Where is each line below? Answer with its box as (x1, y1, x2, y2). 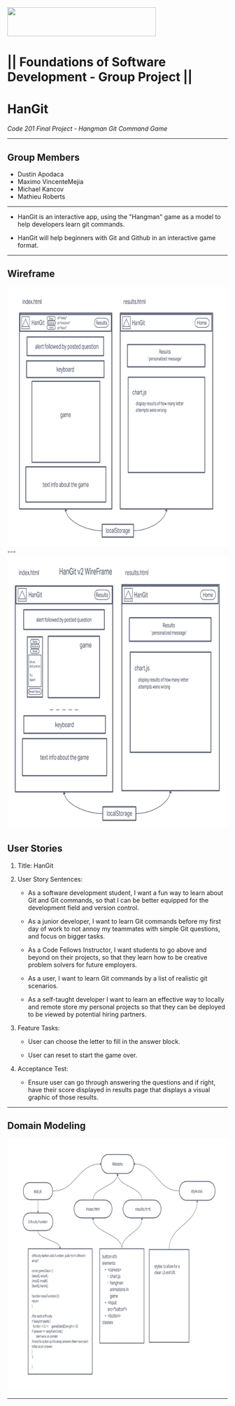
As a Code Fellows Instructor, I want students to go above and (27, 946, 207, 954)
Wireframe (7, 268, 55, 280)
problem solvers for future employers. (27, 960, 138, 969)
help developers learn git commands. (17, 220, 125, 228)
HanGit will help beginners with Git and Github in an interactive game (17, 233, 216, 241)
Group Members (7, 151, 80, 164)
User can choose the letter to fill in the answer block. (27, 1037, 180, 1045)
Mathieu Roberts (17, 192, 66, 201)
